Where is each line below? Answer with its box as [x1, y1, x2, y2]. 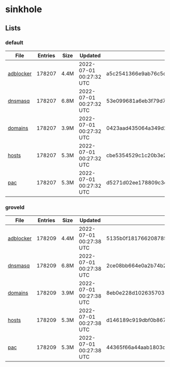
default [5, 39, 24, 46]
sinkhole [5, 4, 42, 15]
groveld [5, 204, 25, 211]
